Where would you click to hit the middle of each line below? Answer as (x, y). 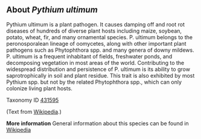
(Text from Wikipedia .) (34, 111)
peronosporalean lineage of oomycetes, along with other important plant (96, 43)
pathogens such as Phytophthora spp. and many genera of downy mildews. (100, 50)
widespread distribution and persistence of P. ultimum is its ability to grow (98, 69)
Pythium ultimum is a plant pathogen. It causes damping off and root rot (96, 24)
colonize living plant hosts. (39, 88)
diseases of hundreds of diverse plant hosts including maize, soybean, (94, 31)
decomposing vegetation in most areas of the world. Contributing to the (95, 63)
